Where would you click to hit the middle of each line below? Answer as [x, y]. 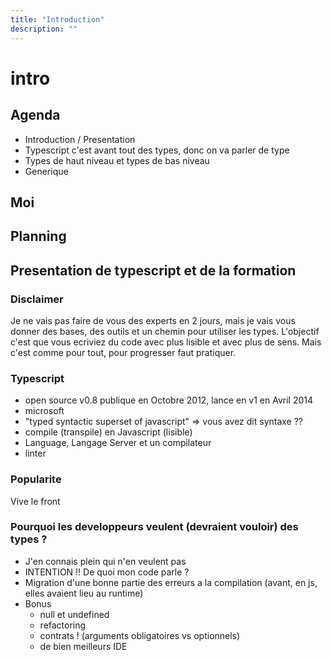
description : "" [44, 29]
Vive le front [35, 501]
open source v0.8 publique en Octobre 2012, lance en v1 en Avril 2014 [169, 400]
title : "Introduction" [57, 19]
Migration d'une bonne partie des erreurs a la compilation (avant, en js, [171, 582]
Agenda [35, 115]
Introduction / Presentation [80, 139]
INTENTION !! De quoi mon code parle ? [107, 572]
